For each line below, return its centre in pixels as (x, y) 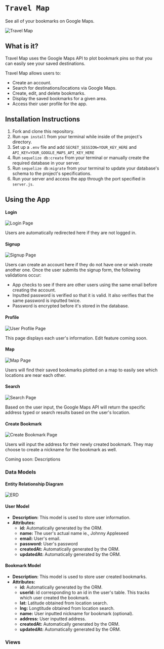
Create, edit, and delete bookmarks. (49, 93)
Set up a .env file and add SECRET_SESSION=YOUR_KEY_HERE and (74, 147)
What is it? (22, 46)
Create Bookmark (23, 424)
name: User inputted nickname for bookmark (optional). (76, 613)
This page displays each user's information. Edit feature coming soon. (76, 338)
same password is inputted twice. (46, 300)
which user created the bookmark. (55, 597)
